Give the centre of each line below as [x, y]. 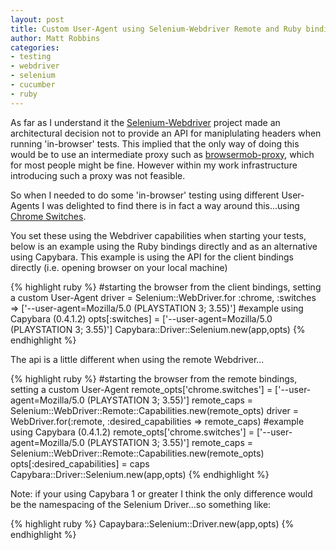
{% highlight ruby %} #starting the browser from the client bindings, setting [166, 287]
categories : [35, 47]
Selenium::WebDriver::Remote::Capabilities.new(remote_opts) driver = [155, 410]
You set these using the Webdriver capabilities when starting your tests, [158, 235]
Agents [25, 205]
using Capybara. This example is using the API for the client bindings [152, 257]
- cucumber [33, 85]
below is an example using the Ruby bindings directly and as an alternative [164, 246]
